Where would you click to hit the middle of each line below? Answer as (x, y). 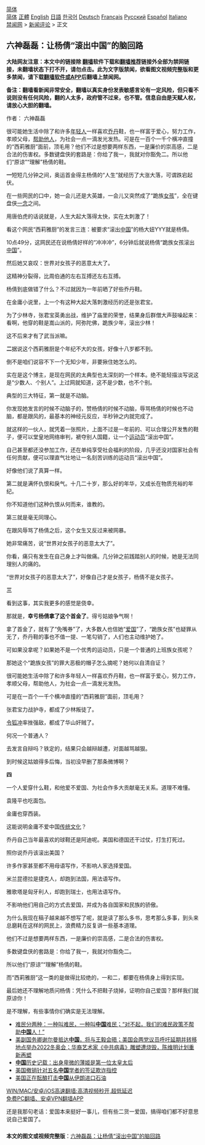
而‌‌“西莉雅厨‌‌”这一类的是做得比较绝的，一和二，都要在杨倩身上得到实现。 (97, 977)
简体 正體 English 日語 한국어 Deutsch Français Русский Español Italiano (97, 17)
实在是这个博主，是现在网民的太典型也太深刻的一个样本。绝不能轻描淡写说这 (103, 374)
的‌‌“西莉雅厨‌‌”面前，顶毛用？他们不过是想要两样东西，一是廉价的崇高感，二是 (102, 146)
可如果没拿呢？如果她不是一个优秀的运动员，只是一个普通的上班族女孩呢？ (100, 649)
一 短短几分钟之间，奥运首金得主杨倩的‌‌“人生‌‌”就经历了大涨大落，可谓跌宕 (97, 175)
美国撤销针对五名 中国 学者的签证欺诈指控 (66, 1070)
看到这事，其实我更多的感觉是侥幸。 (52, 603)
